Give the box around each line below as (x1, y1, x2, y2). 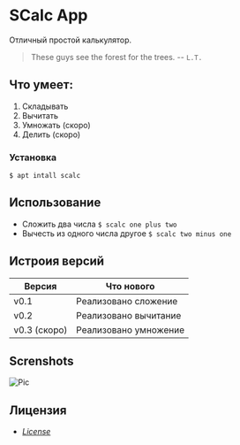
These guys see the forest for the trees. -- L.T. (30, 51, 203, 62)
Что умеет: (9, 77, 73, 93)
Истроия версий (9, 254, 104, 269)
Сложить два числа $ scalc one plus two (21, 219, 177, 229)
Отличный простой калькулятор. (9, 35, 132, 45)
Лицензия (9, 403, 67, 418)
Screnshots (9, 354, 74, 369)
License (21, 426, 51, 437)
